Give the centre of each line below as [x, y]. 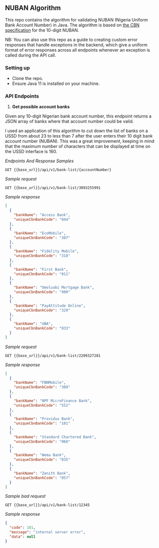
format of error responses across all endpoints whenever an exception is [78, 50]
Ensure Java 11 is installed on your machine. [56, 84]
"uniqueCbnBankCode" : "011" [42, 274]
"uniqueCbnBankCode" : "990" [42, 292]
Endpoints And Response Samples [40, 161]
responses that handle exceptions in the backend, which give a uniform [76, 45]
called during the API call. [31, 55]
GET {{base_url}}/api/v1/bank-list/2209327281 [53, 355]
